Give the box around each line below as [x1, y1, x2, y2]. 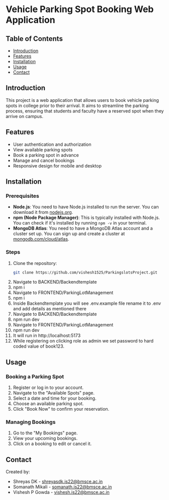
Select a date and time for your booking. [13, 395, 97, 402]
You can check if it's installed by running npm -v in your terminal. [13, 220, 147, 226]
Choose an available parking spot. [13, 401, 84, 407]
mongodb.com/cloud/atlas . [13, 236, 69, 242]
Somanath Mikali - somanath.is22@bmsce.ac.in [13, 484, 112, 490]
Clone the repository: [13, 260, 57, 266]
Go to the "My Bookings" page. [13, 430, 78, 436]
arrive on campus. [6, 113, 43, 119]
